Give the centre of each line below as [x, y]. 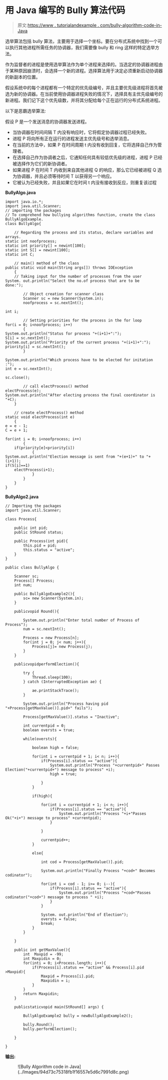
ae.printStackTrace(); [55, 690]
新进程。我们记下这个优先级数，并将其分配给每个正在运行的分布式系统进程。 [84, 100]
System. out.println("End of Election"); [84, 915]
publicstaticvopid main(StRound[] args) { [59, 1007]
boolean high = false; [55, 747]
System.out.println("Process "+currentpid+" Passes [105, 765]
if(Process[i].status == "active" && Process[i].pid [88, 967]
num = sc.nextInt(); [44, 629]
